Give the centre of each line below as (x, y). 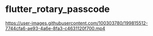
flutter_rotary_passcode (58, 9)
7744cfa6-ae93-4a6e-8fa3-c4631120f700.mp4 (55, 28)
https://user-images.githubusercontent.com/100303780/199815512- (77, 23)
